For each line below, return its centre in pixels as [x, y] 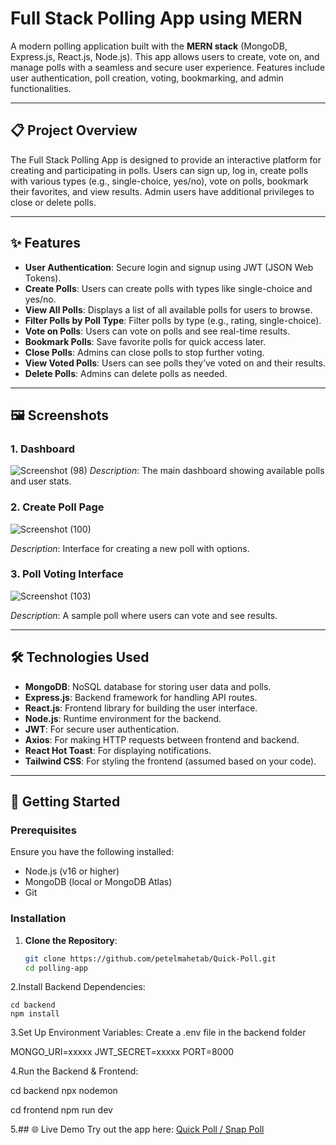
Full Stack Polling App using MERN [156, 18]
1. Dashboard [43, 449]
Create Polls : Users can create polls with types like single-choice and [168, 288]
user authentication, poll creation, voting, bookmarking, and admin [147, 78]
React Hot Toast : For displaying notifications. [118, 750]
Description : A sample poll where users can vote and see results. [144, 615]
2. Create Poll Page [57, 507]
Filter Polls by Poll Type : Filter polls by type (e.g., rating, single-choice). [173, 320]
